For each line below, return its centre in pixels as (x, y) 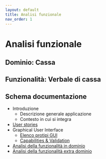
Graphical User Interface (38, 130)
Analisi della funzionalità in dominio (49, 146)
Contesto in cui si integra (45, 119)
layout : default (22, 10)
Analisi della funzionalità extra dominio (52, 151)
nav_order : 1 (19, 19)
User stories (25, 125)
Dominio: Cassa (30, 62)
